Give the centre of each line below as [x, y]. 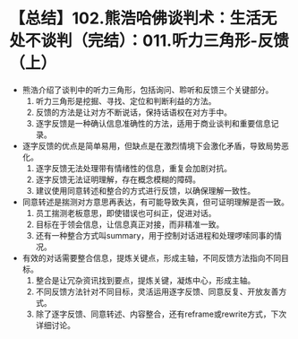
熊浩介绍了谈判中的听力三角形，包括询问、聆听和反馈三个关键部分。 [148, 90]
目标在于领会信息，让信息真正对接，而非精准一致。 [130, 224]
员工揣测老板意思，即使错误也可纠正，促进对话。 [126, 213]
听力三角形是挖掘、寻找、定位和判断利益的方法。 [126, 100]
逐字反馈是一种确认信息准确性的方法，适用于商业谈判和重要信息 [153, 123]
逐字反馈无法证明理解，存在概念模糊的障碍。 [118, 179]
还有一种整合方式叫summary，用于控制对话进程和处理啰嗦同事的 [155, 235]
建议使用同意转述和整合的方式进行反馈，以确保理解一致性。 [145, 190]
